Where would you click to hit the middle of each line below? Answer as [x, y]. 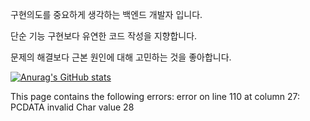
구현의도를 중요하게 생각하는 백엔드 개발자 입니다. [106, 14]
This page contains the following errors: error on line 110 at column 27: [155, 96]
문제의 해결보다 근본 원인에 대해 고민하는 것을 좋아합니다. [121, 57]
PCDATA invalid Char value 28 [72, 107]
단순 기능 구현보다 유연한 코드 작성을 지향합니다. [104, 36]
